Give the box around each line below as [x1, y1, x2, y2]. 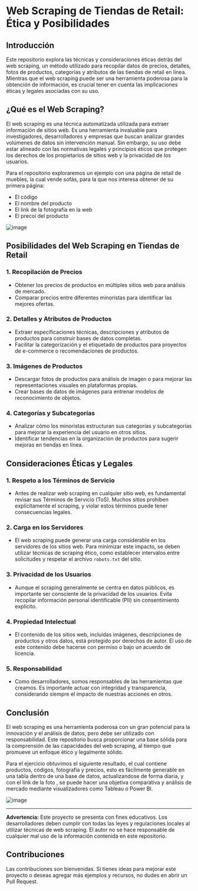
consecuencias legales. [14, 509, 72, 516]
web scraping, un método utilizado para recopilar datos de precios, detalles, [6, 62, 191, 69]
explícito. [14, 602, 37, 610]
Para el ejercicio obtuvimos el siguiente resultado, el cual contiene [6, 760, 167, 767]
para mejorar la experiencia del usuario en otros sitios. [14, 429, 147, 436]
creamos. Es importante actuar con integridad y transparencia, [14, 685, 167, 692]
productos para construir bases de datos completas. [14, 334, 143, 341]
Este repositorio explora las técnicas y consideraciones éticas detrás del [6, 56, 182, 63]
